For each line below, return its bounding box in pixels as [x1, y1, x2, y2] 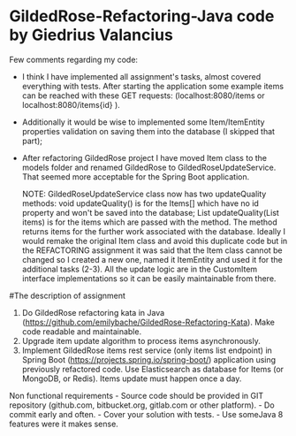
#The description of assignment [9, 290, 126, 301]
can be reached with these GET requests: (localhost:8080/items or [21, 90, 265, 101]
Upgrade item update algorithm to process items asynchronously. [21, 335, 261, 346]
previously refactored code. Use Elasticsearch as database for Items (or [21, 363, 285, 374]
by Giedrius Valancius [9, 25, 174, 45]
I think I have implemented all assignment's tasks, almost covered [21, 71, 262, 81]
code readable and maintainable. [21, 325, 142, 337]
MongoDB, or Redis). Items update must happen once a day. [21, 373, 242, 384]
